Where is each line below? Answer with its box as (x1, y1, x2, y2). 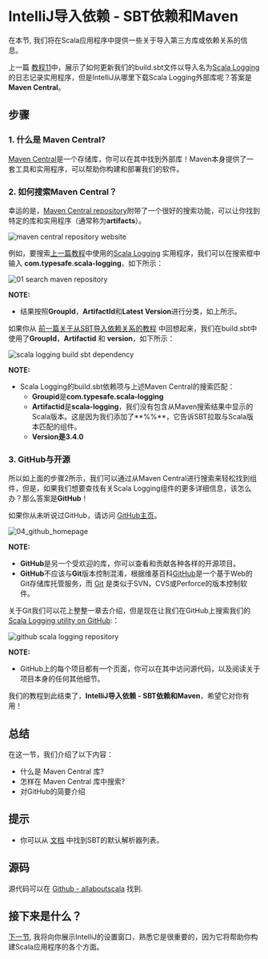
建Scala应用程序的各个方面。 (8, 942, 104, 952)
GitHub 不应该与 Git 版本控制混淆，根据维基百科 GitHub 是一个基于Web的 (19, 569, 254, 578)
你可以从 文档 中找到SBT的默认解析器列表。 (19, 835, 164, 844)
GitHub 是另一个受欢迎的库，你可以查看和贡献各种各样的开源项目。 (19, 559, 241, 569)
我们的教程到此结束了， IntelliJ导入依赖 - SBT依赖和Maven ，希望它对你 (8, 691, 242, 701)
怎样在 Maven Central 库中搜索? (19, 777, 126, 787)
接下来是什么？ (8, 909, 82, 923)
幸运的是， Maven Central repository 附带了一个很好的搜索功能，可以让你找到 (8, 205, 261, 215)
